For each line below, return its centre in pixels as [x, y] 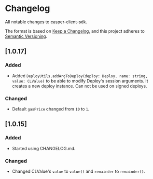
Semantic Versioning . [26, 36]
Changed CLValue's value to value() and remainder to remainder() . [79, 171]
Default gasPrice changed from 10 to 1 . [51, 109]
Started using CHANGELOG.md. [44, 148]
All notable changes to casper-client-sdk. [46, 22]
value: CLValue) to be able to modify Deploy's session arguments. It [80, 81]
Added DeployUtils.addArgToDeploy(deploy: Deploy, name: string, [80, 76]
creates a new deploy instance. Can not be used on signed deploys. [79, 86]
